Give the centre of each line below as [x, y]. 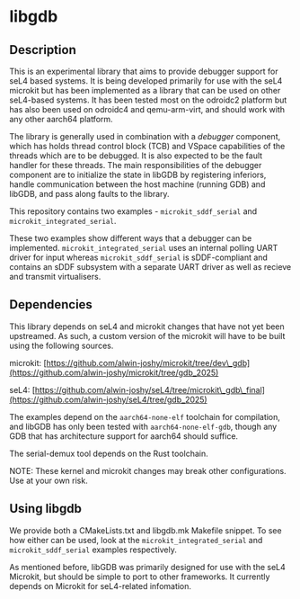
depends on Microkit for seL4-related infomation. [100, 586]
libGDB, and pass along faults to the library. [89, 194]
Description [43, 50]
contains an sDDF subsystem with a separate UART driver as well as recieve [150, 267]
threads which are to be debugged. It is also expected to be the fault [136, 156]
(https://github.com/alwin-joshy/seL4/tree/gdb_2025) [109, 399]
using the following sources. [62, 345]
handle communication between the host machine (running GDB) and [137, 184]
